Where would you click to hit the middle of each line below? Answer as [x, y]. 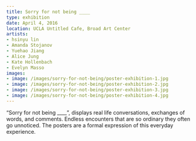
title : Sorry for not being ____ [48, 12]
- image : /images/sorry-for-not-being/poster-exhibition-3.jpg [87, 90]
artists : [17, 34]
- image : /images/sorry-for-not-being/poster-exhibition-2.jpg [87, 85]
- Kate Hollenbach [29, 62]
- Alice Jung [23, 56]
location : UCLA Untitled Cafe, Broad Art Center [68, 28]
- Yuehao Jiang [25, 51]
